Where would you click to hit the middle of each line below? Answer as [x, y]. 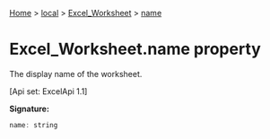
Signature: [29, 109]
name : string [34, 125]
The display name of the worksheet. [76, 74]
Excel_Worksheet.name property [135, 49]
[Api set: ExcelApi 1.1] [48, 91]
